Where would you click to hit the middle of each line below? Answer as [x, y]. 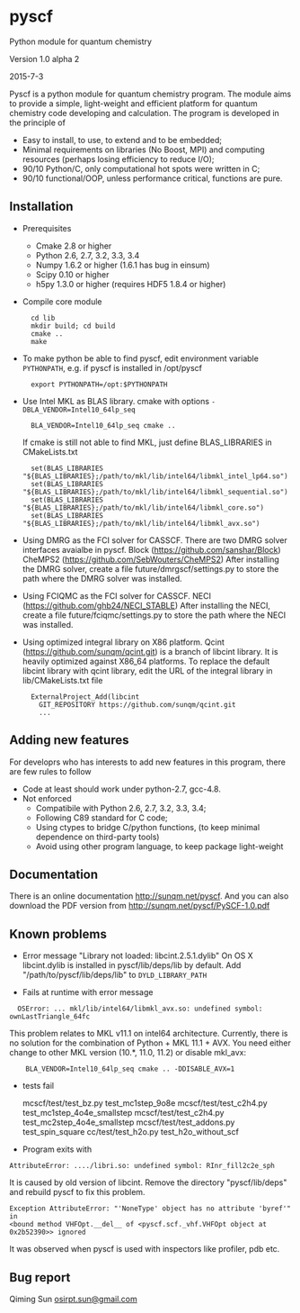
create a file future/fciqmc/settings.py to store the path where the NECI [154, 615]
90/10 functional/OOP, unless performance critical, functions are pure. [152, 178]
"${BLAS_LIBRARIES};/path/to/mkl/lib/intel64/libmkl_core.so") [143, 507]
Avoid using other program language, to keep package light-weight [159, 846]
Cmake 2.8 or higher [74, 246]
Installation [41, 207]
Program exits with [57, 1149]
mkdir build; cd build [73, 326]
